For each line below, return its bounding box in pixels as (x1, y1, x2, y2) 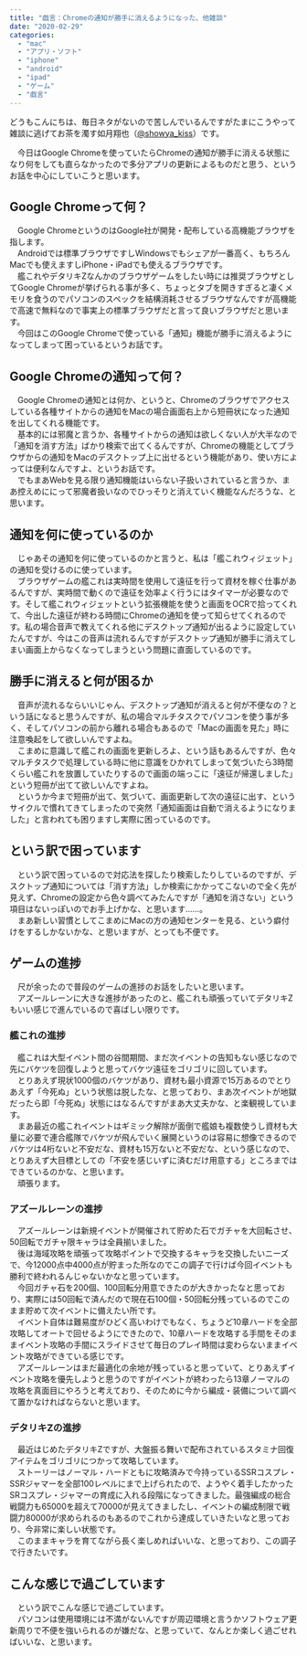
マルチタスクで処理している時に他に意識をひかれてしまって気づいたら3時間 (9, 756, 294, 768)
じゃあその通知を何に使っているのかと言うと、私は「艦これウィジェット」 (16, 552, 297, 563)
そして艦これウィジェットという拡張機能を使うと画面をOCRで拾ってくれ (24, 598, 297, 609)
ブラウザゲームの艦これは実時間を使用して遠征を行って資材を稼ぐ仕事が (16, 575, 290, 586)
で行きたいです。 (9, 1546, 73, 1558)
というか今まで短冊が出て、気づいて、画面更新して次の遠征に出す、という (16, 791, 296, 801)
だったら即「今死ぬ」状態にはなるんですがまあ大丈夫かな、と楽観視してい (9, 1098, 290, 1109)
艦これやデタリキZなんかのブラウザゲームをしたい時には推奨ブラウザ (16, 271, 279, 281)
